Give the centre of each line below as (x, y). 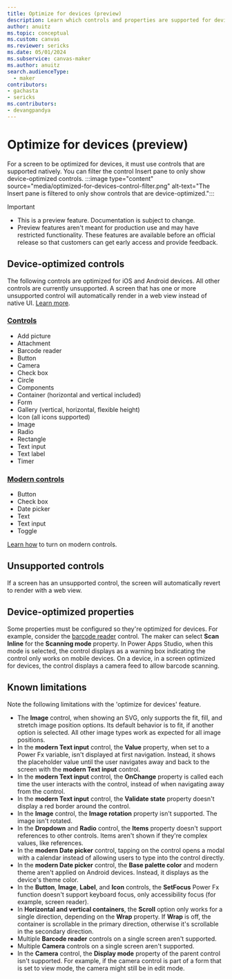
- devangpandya (29, 110)
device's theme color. (48, 880)
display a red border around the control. (74, 806)
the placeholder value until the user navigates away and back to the (113, 762)
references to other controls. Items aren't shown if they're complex (112, 835)
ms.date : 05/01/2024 (37, 53)
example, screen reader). (53, 901)
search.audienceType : (38, 71)
